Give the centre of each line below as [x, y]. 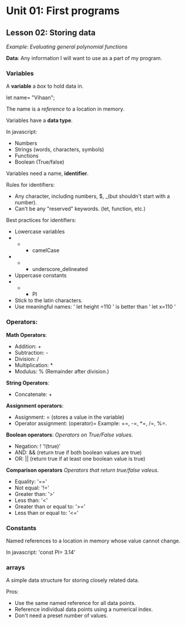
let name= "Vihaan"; [31, 98]
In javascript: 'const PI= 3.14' [41, 552]
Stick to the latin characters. [49, 300]
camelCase [46, 250]
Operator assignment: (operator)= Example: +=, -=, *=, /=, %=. [91, 423]
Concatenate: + [33, 394]
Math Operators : [27, 335]
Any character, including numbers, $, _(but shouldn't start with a [92, 196]
